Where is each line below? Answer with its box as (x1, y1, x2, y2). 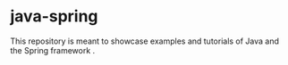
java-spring (10, 6, 98, 27)
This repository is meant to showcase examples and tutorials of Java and (10, 36, 280, 46)
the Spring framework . (10, 45, 96, 55)
